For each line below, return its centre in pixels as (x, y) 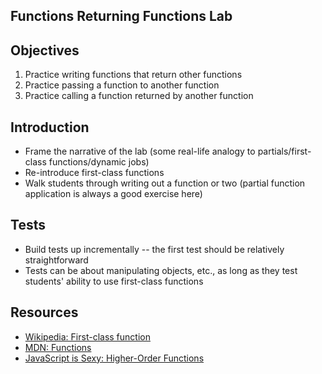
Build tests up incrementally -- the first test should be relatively (154, 249)
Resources (44, 312)
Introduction (50, 127)
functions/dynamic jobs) (99, 162)
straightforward (56, 260)
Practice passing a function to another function (122, 85)
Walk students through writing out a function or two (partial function (165, 183)
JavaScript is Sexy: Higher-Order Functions (114, 358)
